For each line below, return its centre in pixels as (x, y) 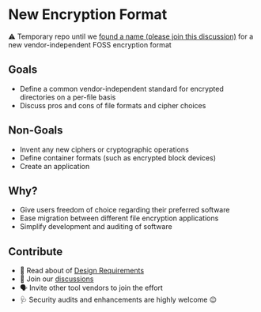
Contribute (36, 252)
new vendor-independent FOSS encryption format (90, 44)
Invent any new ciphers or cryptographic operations (104, 149)
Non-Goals (36, 131)
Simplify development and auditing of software (96, 227)
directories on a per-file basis (68, 97)
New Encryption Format (88, 15)
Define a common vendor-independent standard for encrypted (121, 88)
